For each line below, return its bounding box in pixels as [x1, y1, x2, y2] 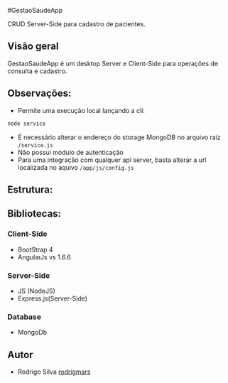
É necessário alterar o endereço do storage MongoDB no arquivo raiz [17, 133, 222, 141]
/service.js [17, 141, 53, 149]
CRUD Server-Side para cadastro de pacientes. [7, 20, 146, 28]
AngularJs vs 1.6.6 [17, 252, 71, 261]
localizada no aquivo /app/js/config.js [17, 163, 134, 171]
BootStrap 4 [17, 245, 53, 254]
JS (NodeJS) [17, 286, 55, 295]
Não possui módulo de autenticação [17, 148, 124, 156]
